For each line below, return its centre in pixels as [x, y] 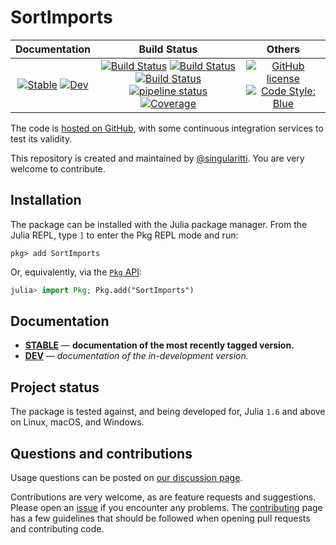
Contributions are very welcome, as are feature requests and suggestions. [163, 497]
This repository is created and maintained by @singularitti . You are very [157, 158]
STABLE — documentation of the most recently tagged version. [159, 345]
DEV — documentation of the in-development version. [136, 356]
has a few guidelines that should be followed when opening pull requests [160, 518]
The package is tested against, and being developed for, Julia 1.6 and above [168, 412]
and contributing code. [57, 529]
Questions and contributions [101, 453]
